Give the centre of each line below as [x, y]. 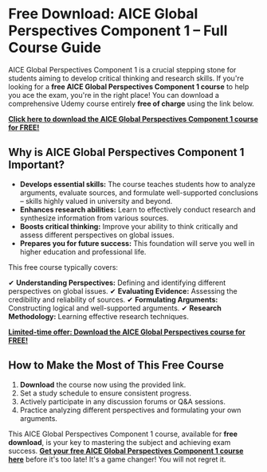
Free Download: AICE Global [103, 14]
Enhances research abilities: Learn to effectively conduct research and [138, 209]
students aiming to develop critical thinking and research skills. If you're [126, 78]
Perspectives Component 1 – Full [118, 31]
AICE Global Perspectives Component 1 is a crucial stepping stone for [122, 69]
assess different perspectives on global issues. [97, 235]
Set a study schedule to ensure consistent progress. [105, 393]
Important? [37, 165]
